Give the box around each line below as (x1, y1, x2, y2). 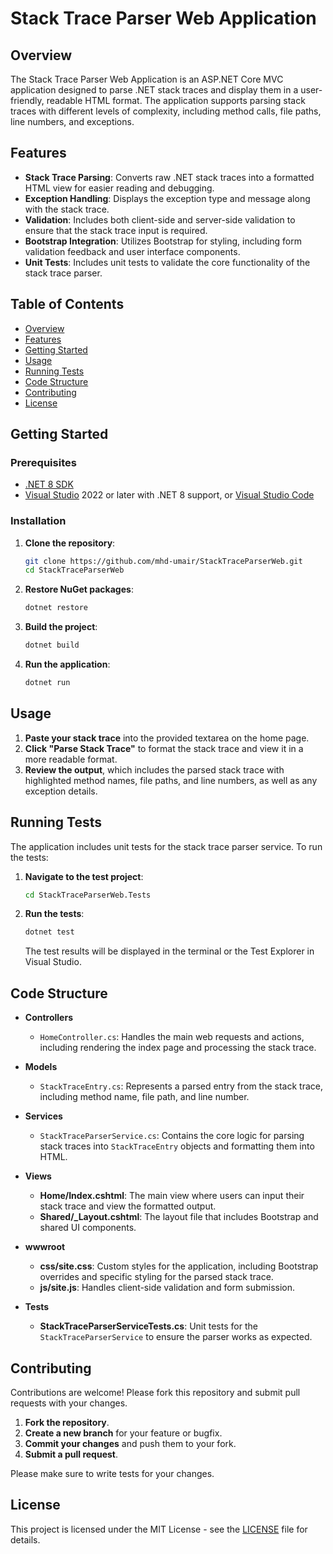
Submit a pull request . (24, 1448, 118, 1460)
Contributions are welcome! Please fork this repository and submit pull (10, 1386, 301, 1398)
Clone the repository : (24, 537, 116, 549)
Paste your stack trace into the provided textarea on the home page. (24, 732, 310, 744)
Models (24, 1061, 58, 1073)
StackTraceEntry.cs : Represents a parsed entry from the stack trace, (39, 1080, 323, 1092)
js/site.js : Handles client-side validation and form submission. (39, 1282, 296, 1294)
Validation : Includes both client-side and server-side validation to (24, 213, 296, 226)
